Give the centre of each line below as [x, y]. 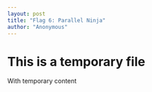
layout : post [27, 14]
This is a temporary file [76, 61]
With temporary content [42, 81]
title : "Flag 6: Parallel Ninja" [57, 20]
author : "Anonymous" [38, 27]
